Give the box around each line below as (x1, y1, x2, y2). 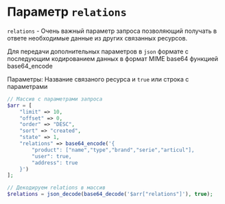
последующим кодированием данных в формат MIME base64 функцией (7, 54, 218, 62)
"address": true (32, 159, 78, 166)
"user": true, (32, 153, 72, 160)
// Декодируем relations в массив (7, 184, 106, 192)
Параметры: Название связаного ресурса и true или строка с (7, 75, 189, 83)
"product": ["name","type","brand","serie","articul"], (32, 146, 195, 153)
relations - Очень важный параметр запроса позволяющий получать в (7, 27, 217, 35)
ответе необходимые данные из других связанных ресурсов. (7, 34, 187, 42)
